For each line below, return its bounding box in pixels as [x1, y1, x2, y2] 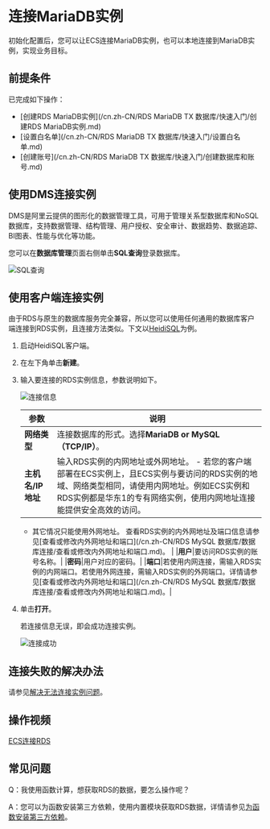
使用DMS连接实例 [8, 188, 96, 201]
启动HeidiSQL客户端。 [19, 341, 94, 350]
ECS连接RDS [8, 736, 51, 745]
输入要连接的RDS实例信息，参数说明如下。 [19, 375, 162, 385]
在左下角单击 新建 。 [19, 358, 84, 367]
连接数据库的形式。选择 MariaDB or [56, 429, 190, 440]
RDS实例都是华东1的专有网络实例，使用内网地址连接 [56, 492, 256, 504]
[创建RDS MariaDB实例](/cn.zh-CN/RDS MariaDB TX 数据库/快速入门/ [19, 111, 251, 121]
